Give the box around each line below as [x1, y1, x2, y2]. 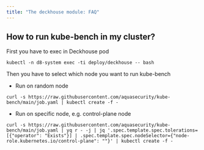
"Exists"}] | [45, 133, 78, 139]
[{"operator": [6, 133, 43, 139]
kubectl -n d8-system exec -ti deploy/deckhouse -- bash [6, 59, 155, 66]
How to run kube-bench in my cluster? [6, 32, 156, 42]
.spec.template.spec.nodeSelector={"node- [80, 133, 190, 139]
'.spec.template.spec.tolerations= [107, 127, 199, 133]
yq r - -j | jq [66, 127, 105, 133]
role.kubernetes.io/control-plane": [6, 138, 100, 144]
